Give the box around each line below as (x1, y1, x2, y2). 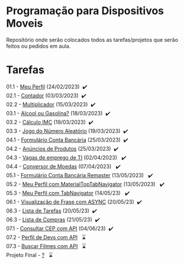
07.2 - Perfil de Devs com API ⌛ (6, 233, 86, 240)
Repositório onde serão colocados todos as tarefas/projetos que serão (6, 36, 179, 43)
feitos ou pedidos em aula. (6, 43, 71, 50)
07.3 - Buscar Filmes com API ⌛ (6, 242, 86, 249)
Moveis (6, 17, 43, 30)
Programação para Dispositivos (6, 4, 164, 18)
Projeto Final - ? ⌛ (6, 251, 53, 258)
